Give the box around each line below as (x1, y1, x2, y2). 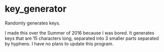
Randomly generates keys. (5, 20, 60, 26)
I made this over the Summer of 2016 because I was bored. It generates (5, 30, 154, 36)
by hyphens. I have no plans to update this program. (5, 40, 114, 46)
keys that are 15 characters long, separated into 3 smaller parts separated (5, 35, 159, 41)
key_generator (5, 3, 67, 15)
